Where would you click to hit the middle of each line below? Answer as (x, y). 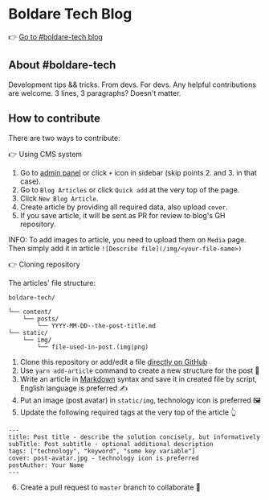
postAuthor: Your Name (46, 465)
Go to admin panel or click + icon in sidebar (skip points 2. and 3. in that (138, 172)
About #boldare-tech (62, 65)
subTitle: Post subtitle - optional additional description (111, 444)
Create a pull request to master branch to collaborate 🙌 (110, 487)
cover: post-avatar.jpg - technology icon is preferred (104, 458)
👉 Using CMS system (45, 154)
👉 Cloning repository (44, 264)
